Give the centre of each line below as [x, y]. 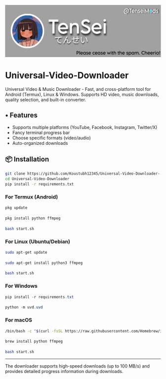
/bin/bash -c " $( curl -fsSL [34, 331]
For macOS [19, 320]
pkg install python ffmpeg [33, 218]
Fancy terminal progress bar [41, 132]
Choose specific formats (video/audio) [52, 138]
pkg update [16, 208]
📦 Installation [27, 159]
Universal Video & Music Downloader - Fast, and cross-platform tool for [78, 89]
